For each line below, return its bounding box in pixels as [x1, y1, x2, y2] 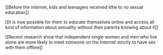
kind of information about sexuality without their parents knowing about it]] [5, 24, 159, 30]
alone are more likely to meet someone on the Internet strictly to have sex [5, 39, 156, 45]
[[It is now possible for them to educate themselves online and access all [5, 19, 155, 25]
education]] [5, 9, 29, 15]
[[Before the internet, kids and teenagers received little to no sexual [5, 4, 143, 10]
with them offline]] [5, 45, 43, 50]
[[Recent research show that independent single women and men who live [5, 34, 158, 40]
